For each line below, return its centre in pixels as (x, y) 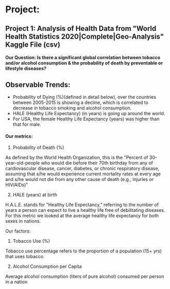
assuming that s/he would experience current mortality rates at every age (83, 174)
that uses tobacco (24, 257)
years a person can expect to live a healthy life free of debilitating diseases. (85, 210)
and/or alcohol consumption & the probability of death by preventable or (84, 63)
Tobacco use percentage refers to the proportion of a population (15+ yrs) (83, 251)
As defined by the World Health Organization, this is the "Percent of (77, 157)
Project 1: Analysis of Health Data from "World (81, 29)
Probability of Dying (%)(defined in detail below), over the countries (84, 97)
